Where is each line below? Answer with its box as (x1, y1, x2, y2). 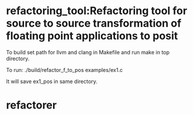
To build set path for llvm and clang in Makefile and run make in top (6, 48, 170, 55)
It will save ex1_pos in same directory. (6, 78, 98, 85)
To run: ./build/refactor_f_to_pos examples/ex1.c (6, 66, 123, 73)
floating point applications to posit (6, 29, 178, 42)
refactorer (6, 98, 57, 112)
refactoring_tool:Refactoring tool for (6, 4, 188, 18)
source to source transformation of (6, 17, 182, 30)
